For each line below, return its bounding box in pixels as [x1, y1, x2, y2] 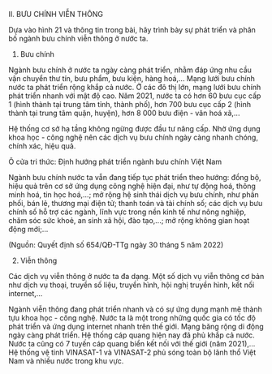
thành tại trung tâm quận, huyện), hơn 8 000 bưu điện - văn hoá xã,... [8, 108, 240, 118]
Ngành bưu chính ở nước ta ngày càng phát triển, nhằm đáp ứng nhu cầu [8, 65, 252, 75]
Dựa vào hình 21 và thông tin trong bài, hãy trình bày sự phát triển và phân [8, 25, 256, 34]
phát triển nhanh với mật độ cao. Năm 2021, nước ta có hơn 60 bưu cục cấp [8, 91, 261, 101]
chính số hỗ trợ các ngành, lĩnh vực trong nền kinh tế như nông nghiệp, [8, 207, 247, 217]
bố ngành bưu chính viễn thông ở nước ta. [8, 34, 149, 43]
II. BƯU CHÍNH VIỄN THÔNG [8, 10, 104, 19]
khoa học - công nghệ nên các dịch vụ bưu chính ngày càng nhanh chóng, [8, 132, 258, 142]
